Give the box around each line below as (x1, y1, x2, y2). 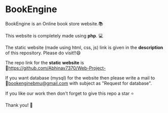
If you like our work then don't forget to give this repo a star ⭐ (5, 90, 135, 96)
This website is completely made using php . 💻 (5, 32, 104, 39)
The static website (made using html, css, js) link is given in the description (5, 44, 163, 50)
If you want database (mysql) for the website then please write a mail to (5, 74, 155, 81)
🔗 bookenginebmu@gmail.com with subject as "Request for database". (5, 80, 152, 86)
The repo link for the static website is (5, 59, 84, 65)
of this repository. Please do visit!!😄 (5, 50, 81, 56)
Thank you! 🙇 (5, 102, 33, 108)
